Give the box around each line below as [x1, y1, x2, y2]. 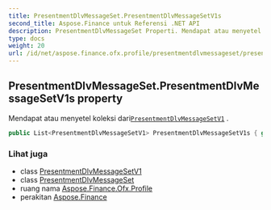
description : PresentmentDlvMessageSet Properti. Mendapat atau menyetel [8, 27, 262, 35]
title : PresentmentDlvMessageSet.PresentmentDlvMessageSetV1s [8, 11, 222, 20]
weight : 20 [8, 42, 45, 50]
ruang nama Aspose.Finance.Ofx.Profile [19, 183, 153, 193]
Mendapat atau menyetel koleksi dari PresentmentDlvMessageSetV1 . [8, 113, 229, 123]
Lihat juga [8, 148, 48, 159]
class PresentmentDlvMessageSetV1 [19, 166, 143, 176]
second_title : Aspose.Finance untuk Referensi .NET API [8, 19, 200, 27]
